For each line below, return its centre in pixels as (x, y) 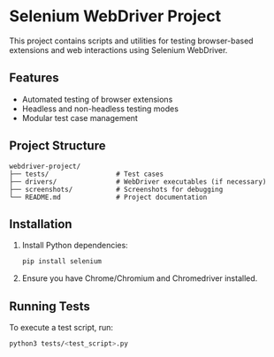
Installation (41, 224)
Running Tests (49, 306)
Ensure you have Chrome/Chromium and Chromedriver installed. (140, 278)
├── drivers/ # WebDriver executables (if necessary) (138, 182)
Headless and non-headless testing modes (100, 109)
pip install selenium (61, 262)
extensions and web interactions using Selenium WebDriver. (118, 49)
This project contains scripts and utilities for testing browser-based (131, 41)
